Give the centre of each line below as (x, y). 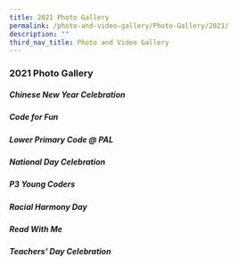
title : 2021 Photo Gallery (59, 17)
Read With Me (36, 229)
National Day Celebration (57, 162)
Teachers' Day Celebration (60, 252)
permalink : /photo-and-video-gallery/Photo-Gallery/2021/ (119, 26)
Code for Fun (34, 117)
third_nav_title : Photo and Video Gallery (89, 42)
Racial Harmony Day (48, 206)
